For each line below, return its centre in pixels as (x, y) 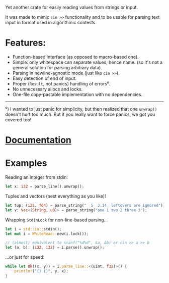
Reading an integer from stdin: (36, 177)
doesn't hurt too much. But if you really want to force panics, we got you (80, 114)
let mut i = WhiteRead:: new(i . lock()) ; (47, 234)
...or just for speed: (25, 257)
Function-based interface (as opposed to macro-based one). (76, 57)
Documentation (38, 140)
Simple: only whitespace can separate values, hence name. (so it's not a (87, 62)
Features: (26, 43)
